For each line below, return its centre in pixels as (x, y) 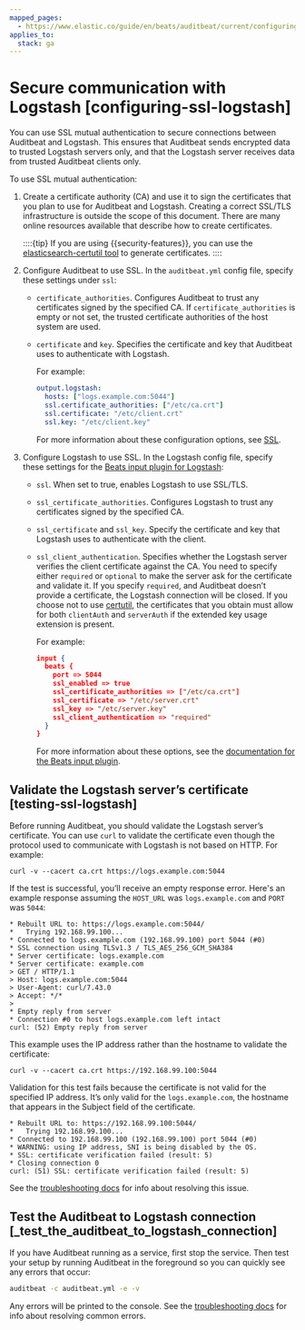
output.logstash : (69, 388)
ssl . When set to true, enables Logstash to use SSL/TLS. (142, 484)
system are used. (69, 327)
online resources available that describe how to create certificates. (147, 226)
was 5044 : (28, 908)
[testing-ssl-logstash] (74, 804)
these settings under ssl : (69, 280)
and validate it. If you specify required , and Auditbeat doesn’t (151, 585)
